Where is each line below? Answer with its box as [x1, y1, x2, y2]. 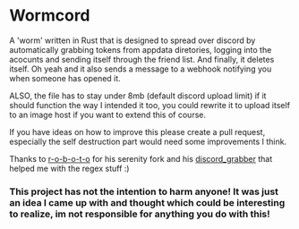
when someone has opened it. [9, 72, 121, 83]
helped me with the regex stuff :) [9, 163, 130, 174]
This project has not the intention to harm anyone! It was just [9, 185, 279, 198]
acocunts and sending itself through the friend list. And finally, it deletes [9, 54, 275, 64]
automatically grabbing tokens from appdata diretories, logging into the [9, 44, 272, 55]
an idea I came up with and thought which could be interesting [9, 196, 286, 208]
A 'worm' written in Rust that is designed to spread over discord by [9, 35, 256, 46]
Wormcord [9, 5, 91, 26]
